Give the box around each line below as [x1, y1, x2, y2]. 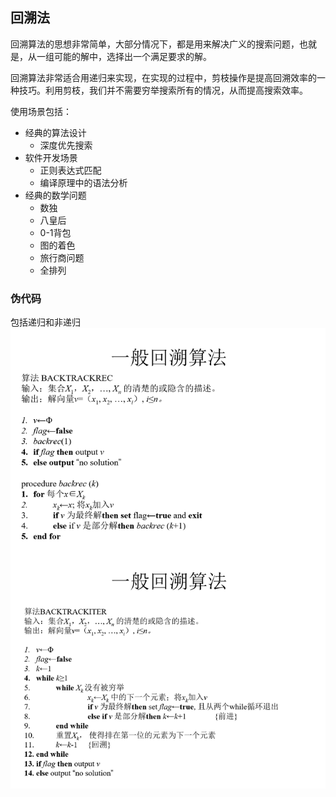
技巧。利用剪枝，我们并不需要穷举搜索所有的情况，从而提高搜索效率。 [18, 84, 308, 96]
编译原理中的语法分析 [39, 176, 128, 188]
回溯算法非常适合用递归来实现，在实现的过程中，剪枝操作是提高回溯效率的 [10, 71, 317, 83]
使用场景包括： [10, 105, 72, 117]
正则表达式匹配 [39, 164, 102, 176]
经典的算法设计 [24, 126, 87, 138]
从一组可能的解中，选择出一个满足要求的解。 [27, 50, 212, 62]
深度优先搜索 [39, 139, 93, 151]
